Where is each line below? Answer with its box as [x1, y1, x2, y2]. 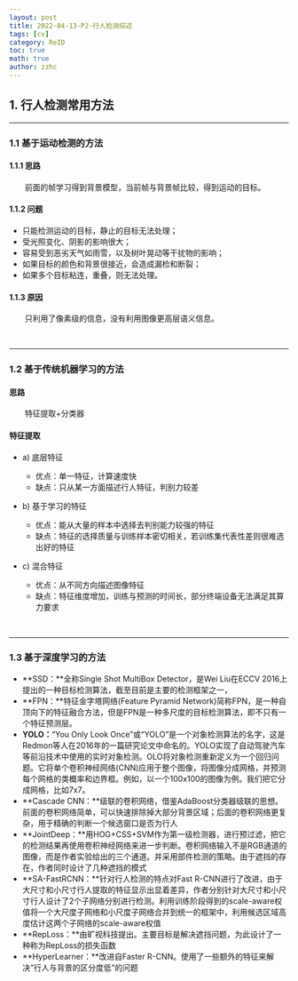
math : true [9, 54, 50, 63]
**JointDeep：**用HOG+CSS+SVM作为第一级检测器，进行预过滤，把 [21, 828, 279, 840]
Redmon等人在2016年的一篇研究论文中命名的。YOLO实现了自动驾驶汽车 [21, 739, 286, 751]
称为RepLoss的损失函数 [29, 939, 117, 951]
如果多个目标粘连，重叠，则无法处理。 [21, 270, 162, 281]
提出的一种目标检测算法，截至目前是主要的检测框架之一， [21, 684, 232, 695]
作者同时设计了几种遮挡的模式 [37, 862, 147, 873]
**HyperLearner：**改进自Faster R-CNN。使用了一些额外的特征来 [21, 951, 267, 961]
